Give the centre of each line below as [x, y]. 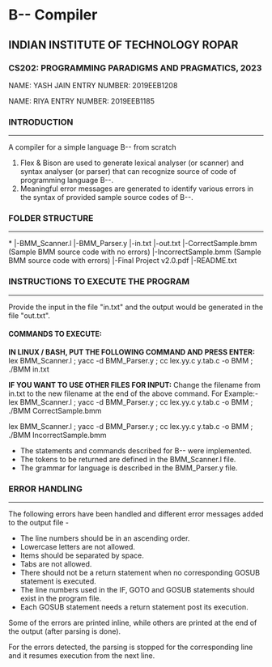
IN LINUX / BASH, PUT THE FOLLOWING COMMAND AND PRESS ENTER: [132, 352]
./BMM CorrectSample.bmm [55, 410]
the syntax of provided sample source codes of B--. [106, 198]
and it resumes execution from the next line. [82, 656]
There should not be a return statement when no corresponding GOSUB [140, 573]
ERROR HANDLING [45, 489]
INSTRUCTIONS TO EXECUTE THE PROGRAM [99, 282]
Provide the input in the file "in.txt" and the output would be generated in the [136, 307]
